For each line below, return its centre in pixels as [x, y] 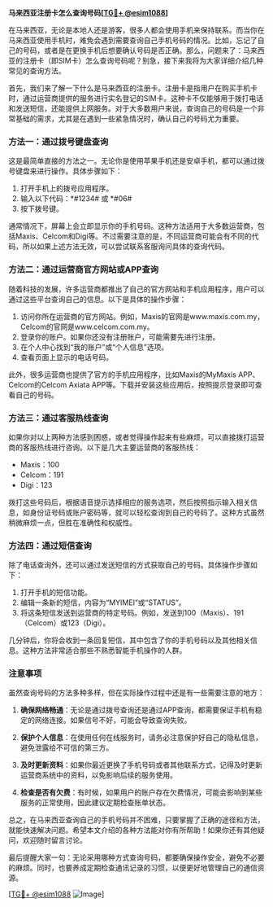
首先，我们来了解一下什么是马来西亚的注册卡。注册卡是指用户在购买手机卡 [133, 88]
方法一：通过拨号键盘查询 [58, 142]
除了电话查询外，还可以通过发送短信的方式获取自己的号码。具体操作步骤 [129, 565]
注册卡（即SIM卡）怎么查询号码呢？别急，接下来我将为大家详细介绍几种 [143, 61]
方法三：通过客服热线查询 [58, 418]
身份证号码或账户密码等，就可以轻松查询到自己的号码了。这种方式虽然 [147, 512]
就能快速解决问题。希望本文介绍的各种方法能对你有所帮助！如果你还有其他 [133, 830]
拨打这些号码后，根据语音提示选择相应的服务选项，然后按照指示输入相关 [129, 502]
